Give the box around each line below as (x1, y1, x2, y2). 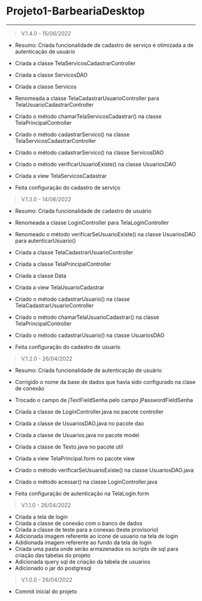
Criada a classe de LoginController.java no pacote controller (14, 408, 164, 415)
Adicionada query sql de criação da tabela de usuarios (14, 558, 150, 565)
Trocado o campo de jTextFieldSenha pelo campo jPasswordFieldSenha (14, 396, 194, 403)
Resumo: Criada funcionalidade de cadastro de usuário (14, 207, 151, 215)
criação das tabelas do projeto (14, 552, 91, 559)
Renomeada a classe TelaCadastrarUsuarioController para (14, 95, 159, 102)
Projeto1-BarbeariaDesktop (6, 4, 145, 18)
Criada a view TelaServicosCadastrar (14, 172, 107, 179)
